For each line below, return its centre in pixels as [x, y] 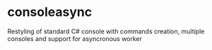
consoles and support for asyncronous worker [75, 38]
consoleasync [50, 12]
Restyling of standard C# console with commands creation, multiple [106, 31]
